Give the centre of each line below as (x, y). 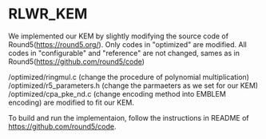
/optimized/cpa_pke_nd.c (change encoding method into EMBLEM (117, 93)
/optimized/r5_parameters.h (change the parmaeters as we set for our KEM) (133, 85)
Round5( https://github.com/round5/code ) (77, 62)
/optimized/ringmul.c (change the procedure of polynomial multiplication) (129, 77)
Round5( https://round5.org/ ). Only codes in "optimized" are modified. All (128, 44)
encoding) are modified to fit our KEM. (71, 102)
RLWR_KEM (48, 14)
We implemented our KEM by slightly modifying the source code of (119, 36)
